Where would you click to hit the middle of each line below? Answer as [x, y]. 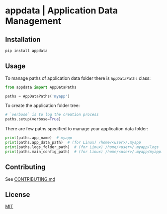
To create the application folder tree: [42, 106]
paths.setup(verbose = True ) [33, 119]
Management [33, 21]
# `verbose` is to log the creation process [52, 115]
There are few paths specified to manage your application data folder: [77, 129]
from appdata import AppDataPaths [41, 87]
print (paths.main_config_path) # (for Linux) [54, 152]
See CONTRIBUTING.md [30, 179]
